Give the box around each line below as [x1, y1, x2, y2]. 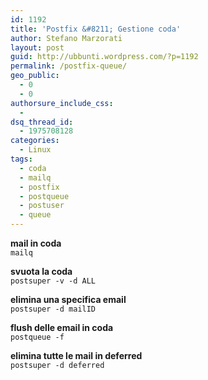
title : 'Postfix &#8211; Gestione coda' [10, 24, 182, 34]
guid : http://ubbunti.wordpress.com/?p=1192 [10, 52, 199, 62]
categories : [10, 136, 60, 146]
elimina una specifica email [10, 294, 127, 305]
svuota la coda [10, 266, 73, 277]
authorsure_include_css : [10, 98, 114, 108]
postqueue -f [10, 332, 65, 342]
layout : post [10, 42, 65, 53]
